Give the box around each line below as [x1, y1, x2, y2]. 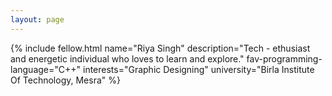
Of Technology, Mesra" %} [10, 74, 121, 86]
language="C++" [10, 63, 82, 75]
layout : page [10, 14, 65, 25]
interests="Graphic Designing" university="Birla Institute [82, 63, 315, 75]
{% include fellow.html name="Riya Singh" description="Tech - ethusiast [10, 42, 311, 54]
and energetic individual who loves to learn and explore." [10, 52, 245, 65]
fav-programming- [246, 52, 323, 65]
